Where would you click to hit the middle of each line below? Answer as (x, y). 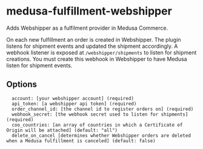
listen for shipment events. (39, 65)
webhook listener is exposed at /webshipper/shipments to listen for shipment (101, 52)
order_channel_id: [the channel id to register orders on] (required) (103, 109)
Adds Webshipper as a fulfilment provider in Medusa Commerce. (87, 28)
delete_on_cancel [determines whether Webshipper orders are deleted (101, 135)
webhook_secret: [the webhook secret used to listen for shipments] (100, 114)
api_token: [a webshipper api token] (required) (74, 104)
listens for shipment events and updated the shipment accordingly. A (92, 46)
